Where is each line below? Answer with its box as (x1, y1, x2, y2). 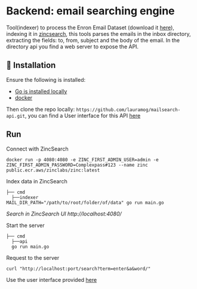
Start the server (6, 222, 45, 229)
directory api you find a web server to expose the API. (6, 43, 139, 50)
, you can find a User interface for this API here (24, 112, 141, 119)
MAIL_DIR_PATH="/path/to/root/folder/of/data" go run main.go (6, 199, 164, 205)
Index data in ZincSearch (6, 177, 67, 185)
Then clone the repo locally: (6, 106, 75, 113)
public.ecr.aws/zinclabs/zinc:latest (6, 167, 100, 173)
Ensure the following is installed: (6, 76, 86, 83)
